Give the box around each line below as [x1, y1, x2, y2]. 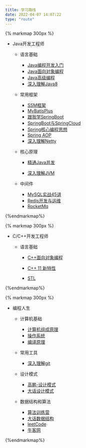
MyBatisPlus [27, 108, 53, 114]
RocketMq [27, 203, 48, 209]
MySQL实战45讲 [27, 191, 61, 197]
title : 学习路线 [5, 7, 36, 13]
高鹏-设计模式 [27, 382, 56, 388]
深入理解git [27, 360, 50, 367]
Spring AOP [27, 132, 51, 138]
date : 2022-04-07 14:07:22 [5, 12, 61, 17]
